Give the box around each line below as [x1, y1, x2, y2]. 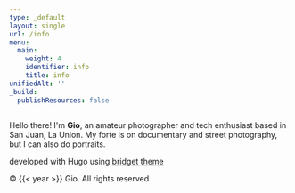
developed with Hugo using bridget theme [9, 157, 165, 167]
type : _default [9, 12, 66, 22]
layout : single [9, 21, 66, 30]
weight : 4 [25, 54, 62, 63]
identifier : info [25, 63, 90, 72]
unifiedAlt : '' [9, 79, 66, 88]
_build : [9, 87, 38, 96]
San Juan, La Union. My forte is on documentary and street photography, [9, 130, 278, 141]
